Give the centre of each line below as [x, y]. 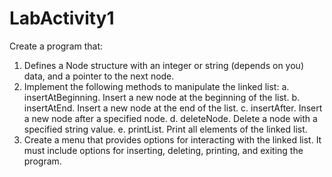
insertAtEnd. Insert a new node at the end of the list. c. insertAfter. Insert [173, 108]
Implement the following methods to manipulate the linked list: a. [156, 86]
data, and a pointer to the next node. [99, 76]
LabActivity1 [62, 18]
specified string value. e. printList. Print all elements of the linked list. [165, 129]
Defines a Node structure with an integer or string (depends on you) [163, 65]
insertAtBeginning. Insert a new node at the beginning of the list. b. [161, 97]
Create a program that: [56, 46]
